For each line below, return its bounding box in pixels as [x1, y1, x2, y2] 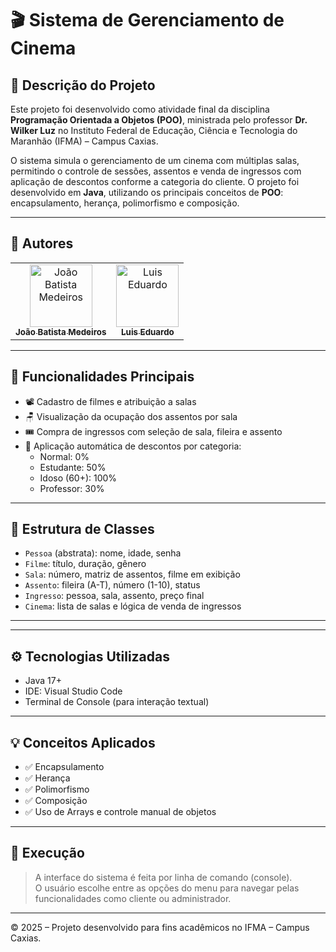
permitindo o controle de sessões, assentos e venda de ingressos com [10, 165, 302, 177]
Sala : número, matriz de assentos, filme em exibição [24, 568, 241, 581]
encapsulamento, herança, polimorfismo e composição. [10, 197, 240, 209]
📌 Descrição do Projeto [10, 77, 156, 94]
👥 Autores [10, 235, 74, 252]
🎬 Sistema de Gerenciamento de [10, 9, 285, 32]
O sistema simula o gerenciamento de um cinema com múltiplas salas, [10, 155, 300, 166]
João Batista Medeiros [15, 326, 107, 337]
